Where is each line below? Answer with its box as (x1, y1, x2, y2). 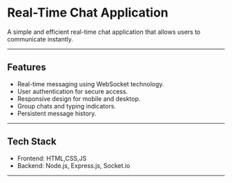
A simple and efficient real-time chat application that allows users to (7, 28, 201, 36)
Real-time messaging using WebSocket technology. (17, 79, 164, 88)
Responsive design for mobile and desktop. (17, 95, 141, 103)
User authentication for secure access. (17, 87, 128, 95)
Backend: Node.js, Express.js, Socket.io (17, 161, 130, 170)
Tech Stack (7, 136, 57, 148)
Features (7, 61, 46, 73)
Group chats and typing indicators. (17, 102, 116, 110)
